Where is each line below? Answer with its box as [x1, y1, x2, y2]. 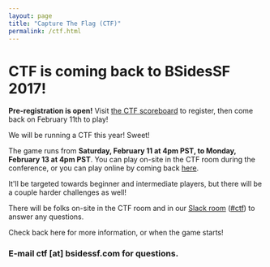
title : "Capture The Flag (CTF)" [8, 19, 122, 28]
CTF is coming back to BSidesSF [8, 62, 231, 80]
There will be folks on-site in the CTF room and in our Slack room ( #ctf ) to [8, 204, 255, 213]
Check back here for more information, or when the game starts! [8, 228, 224, 238]
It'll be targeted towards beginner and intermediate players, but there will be [8, 179, 263, 189]
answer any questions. [8, 212, 84, 222]
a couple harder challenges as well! [8, 187, 127, 197]
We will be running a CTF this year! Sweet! [8, 131, 150, 140]
